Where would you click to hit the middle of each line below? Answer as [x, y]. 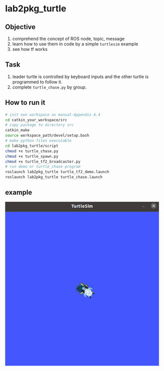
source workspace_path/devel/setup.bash [47, 136]
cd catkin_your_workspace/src [36, 120]
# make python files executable [38, 141]
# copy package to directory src [40, 125]
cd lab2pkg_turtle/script [32, 146]
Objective [20, 27]
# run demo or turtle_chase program [43, 167]
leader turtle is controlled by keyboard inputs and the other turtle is [81, 77]
